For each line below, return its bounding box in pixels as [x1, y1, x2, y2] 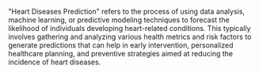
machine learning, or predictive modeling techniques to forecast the [8, 15, 230, 25]
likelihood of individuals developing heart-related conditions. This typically [8, 24, 251, 33]
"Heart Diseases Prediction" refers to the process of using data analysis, [8, 7, 246, 16]
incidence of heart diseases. [8, 57, 101, 67]
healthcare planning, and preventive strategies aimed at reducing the [8, 49, 234, 58]
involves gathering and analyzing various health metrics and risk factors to [8, 32, 252, 41]
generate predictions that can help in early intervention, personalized [8, 40, 234, 50]
